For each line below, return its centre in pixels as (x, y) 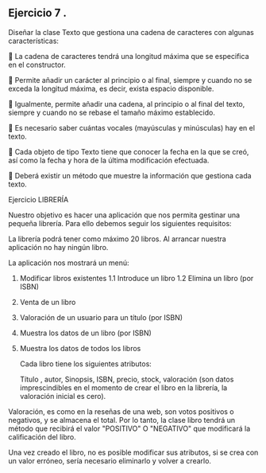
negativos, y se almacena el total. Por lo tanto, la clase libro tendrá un (122, 420)
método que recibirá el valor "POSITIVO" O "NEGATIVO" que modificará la (129, 428)
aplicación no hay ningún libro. (58, 247)
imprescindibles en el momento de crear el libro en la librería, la (123, 387)
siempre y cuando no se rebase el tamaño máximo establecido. (112, 112)
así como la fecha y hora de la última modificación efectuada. (109, 160)
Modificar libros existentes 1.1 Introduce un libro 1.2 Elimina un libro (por (137, 278)
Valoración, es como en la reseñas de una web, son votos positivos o (121, 411)
